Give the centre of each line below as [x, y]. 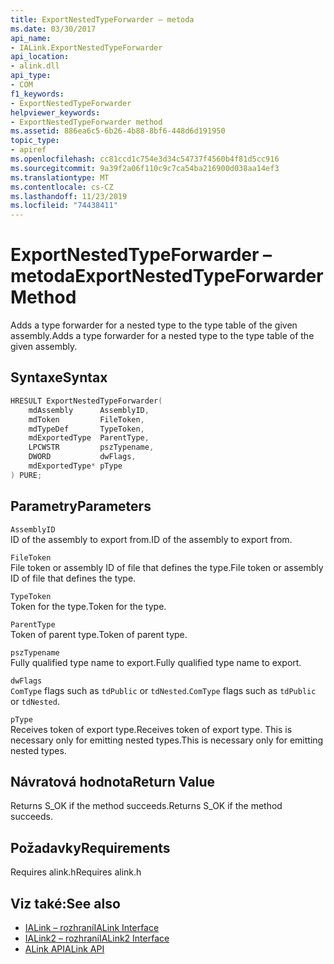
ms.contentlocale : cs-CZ [62, 187]
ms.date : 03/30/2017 [53, 29]
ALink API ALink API [64, 949]
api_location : [40, 57]
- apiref [28, 150]
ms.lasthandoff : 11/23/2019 [69, 196]
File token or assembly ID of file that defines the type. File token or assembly [167, 567]
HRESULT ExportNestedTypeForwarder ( [86, 401]
